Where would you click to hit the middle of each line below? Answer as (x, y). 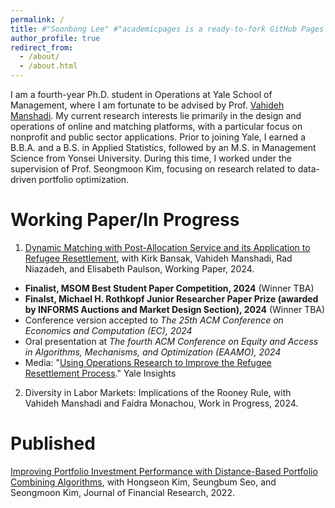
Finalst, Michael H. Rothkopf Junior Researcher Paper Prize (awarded (171, 298)
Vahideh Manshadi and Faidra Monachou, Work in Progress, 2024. (161, 403)
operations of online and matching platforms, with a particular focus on (156, 126)
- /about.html (48, 66)
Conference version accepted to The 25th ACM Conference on (154, 320)
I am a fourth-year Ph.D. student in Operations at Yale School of (141, 94)
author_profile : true (55, 38)
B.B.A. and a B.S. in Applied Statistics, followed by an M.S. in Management (163, 147)
